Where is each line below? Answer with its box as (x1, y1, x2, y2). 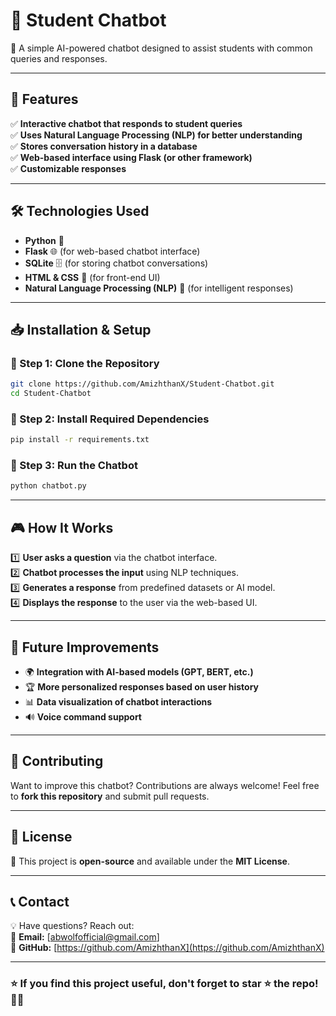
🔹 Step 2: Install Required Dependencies (10, 412, 210, 426)
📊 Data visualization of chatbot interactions (24, 695, 213, 708)
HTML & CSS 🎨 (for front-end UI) (24, 271, 161, 283)
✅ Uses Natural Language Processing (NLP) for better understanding (10, 129, 303, 141)
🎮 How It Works (10, 519, 114, 536)
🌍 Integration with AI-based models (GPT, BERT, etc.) (24, 665, 254, 678)
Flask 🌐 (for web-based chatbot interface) (24, 245, 201, 257)
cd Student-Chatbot (10, 389, 92, 399)
